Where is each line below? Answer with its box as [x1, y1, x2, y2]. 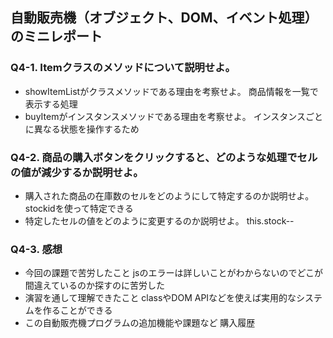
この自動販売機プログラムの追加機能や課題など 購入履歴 [24, 317, 256, 329]
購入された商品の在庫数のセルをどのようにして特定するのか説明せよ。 [24, 189, 315, 202]
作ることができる [42, 304, 113, 317]
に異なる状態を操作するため [24, 123, 140, 135]
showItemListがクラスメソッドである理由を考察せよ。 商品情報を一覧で [24, 85, 319, 97]
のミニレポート [10, 28, 103, 45]
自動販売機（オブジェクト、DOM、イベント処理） [10, 9, 318, 27]
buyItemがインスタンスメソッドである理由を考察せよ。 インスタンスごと [24, 110, 324, 122]
